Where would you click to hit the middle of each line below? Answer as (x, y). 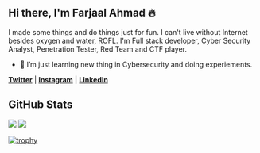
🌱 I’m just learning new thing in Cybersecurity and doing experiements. (136, 64)
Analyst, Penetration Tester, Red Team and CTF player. (97, 49)
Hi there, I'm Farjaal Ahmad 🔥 (82, 13)
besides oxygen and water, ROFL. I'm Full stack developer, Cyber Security (130, 40)
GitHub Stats (41, 105)
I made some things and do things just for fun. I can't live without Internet (128, 32)
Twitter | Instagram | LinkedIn (58, 79)
